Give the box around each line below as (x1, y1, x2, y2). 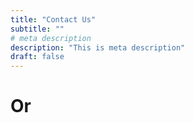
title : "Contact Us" (10, 14, 97, 25)
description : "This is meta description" (10, 42, 186, 53)
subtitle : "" (10, 24, 65, 34)
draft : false (10, 52, 65, 62)
